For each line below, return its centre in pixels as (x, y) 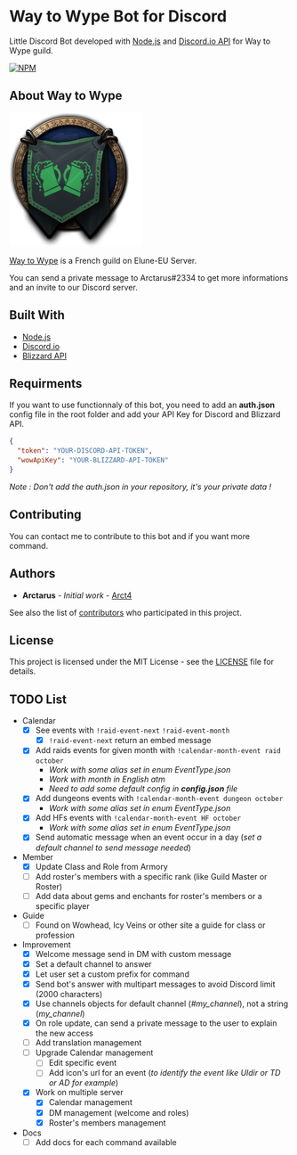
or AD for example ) (84, 1083)
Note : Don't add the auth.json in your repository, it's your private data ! (140, 487)
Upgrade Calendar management (94, 1053)
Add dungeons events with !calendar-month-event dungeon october (159, 799)
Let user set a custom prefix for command (112, 974)
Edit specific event (83, 1063)
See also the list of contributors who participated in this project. (126, 612)
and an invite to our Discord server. (73, 287)
